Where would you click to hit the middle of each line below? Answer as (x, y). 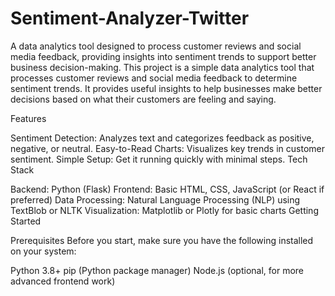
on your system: (43, 251)
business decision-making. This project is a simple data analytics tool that (162, 67)
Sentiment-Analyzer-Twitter (130, 18)
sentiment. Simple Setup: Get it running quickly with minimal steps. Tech (159, 159)
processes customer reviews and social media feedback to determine (154, 78)
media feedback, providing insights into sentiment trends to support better (163, 56)
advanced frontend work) (63, 281)
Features (28, 118)
